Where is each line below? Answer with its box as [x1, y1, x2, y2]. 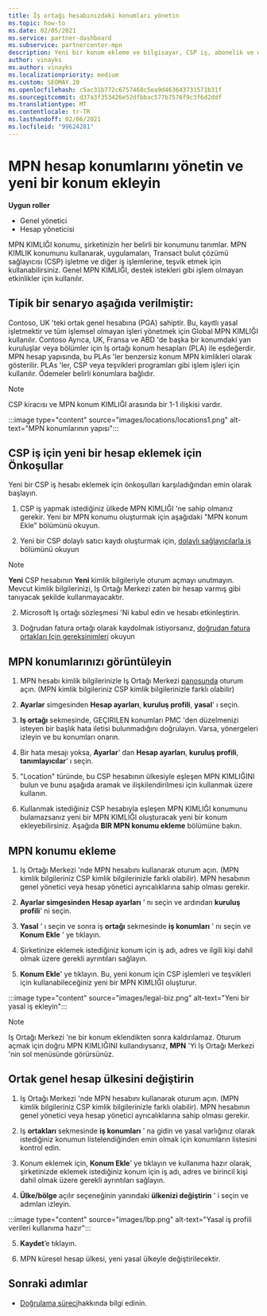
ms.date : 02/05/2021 [8, 26, 77, 34]
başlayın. [8, 488, 38, 498]
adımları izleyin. [19, 1199, 72, 1208]
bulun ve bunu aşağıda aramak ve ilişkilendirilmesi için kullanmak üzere [19, 780, 253, 789]
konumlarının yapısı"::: [46, 423, 119, 433]
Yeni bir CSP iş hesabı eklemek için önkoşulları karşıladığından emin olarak [8, 480, 252, 490]
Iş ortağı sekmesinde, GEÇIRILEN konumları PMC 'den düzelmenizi [19, 715, 239, 725]
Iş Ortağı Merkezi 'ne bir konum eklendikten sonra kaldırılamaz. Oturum [8, 1032, 242, 1042]
